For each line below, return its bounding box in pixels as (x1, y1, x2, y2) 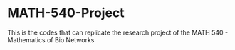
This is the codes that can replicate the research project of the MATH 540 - (7, 28, 229, 37)
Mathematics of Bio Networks (7, 35, 95, 44)
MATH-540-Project (7, 5, 125, 21)
